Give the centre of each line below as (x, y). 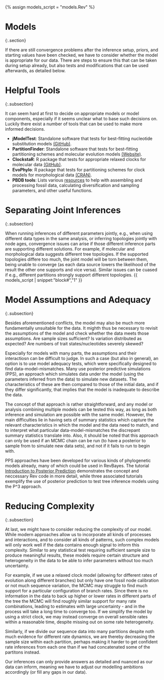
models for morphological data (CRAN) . (52, 175)
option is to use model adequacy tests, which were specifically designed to (81, 363)
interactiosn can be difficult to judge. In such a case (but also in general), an (82, 358)
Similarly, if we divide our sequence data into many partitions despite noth (80, 631)
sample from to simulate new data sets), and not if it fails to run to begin (78, 446)
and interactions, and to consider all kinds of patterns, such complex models (82, 540)
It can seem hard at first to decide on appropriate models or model (72, 113)
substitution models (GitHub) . (42, 143)
